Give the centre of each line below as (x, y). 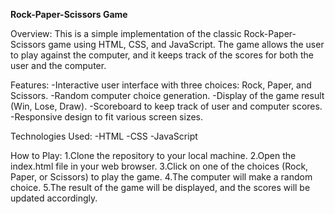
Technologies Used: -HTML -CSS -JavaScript (104, 136)
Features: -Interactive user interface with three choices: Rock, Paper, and (161, 85)
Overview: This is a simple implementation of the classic (126, 33)
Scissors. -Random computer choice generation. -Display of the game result (167, 95)
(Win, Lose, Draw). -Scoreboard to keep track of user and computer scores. (166, 106)
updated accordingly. (54, 198)
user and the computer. (58, 65)
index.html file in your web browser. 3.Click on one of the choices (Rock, (159, 166)
